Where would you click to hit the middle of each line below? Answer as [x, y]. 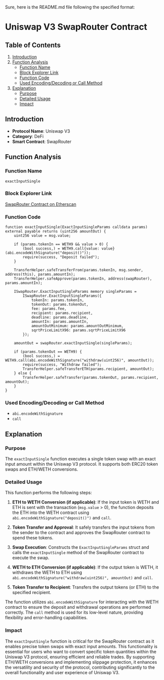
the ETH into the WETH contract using [51, 512]
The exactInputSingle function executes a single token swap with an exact [81, 459]
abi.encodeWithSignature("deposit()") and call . [62, 518]
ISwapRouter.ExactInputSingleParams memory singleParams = [75, 292]
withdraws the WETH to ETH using [47, 572]
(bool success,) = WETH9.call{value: [61, 249]
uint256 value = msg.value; [42, 236]
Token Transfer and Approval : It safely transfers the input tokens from [83, 527]
